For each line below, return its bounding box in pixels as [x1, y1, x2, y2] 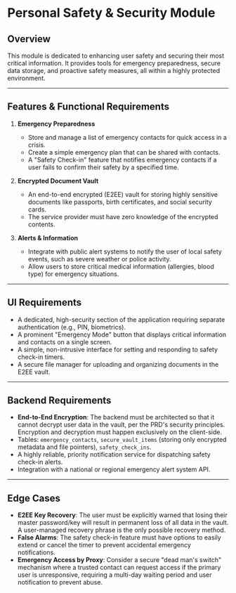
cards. [27, 205, 47, 214]
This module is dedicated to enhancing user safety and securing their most [7, 51, 225, 60]
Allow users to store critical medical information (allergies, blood [27, 262, 214, 271]
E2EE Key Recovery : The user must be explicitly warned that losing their [17, 511, 228, 519]
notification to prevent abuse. [17, 578, 103, 587]
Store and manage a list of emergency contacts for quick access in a [27, 133, 227, 141]
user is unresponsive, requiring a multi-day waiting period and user [17, 571, 212, 579]
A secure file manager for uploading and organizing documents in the [17, 360, 219, 368]
